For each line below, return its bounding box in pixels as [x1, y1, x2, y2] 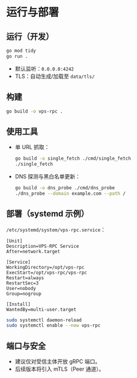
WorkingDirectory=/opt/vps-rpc [6, 264, 85, 270]
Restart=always [6, 275, 44, 281]
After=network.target [6, 248, 61, 254]
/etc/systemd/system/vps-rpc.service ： [6, 225, 106, 233]
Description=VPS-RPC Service [6, 243, 79, 249]
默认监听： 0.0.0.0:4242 [14, 65, 74, 72]
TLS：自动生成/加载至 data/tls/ [14, 72, 95, 80]
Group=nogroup [6, 291, 42, 297]
